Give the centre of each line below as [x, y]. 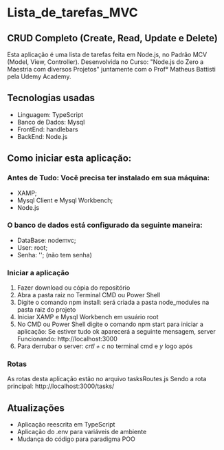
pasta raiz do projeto [46, 310]
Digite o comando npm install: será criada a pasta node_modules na [113, 302]
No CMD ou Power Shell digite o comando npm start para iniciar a [110, 324]
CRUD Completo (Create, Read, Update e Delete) [112, 38]
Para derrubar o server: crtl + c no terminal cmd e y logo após [105, 346]
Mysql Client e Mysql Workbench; [65, 200]
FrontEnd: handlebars [47, 129]
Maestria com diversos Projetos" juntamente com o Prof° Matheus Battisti [112, 69]
